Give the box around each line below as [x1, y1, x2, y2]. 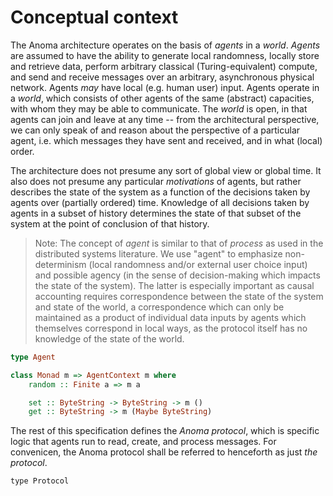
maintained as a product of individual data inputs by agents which [34, 311, 307, 323]
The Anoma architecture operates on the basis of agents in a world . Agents [10, 39, 321, 51]
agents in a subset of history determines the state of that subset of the [10, 207, 302, 219]
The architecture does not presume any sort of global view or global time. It [10, 164, 322, 176]
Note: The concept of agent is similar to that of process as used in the [34, 237, 324, 249]
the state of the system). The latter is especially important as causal [34, 279, 315, 291]
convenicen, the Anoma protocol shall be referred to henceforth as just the [10, 446, 318, 458]
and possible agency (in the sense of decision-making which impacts [34, 269, 321, 281]
